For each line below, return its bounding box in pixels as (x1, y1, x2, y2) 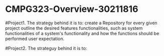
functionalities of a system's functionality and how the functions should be (5, 30, 159, 36)
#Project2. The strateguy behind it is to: (5, 45, 87, 51)
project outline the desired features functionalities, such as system (5, 25, 143, 31)
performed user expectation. (5, 36, 65, 42)
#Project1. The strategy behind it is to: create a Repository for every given (5, 20, 157, 26)
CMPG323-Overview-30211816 (5, 3, 138, 15)
